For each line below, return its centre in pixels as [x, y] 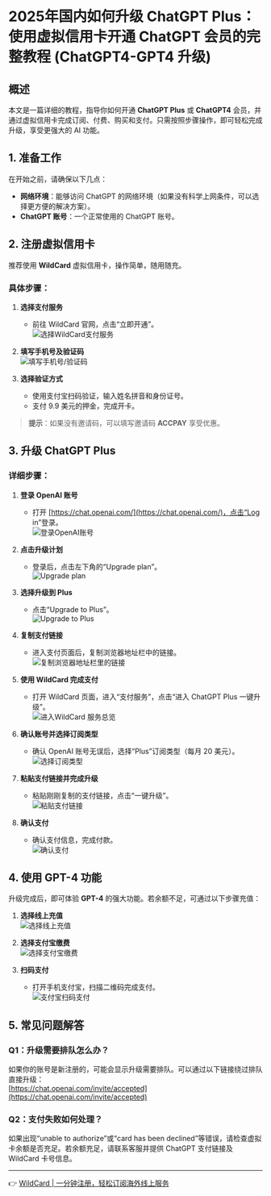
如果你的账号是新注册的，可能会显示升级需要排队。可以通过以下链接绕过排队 [135, 1069]
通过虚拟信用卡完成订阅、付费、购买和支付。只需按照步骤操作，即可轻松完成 [135, 120]
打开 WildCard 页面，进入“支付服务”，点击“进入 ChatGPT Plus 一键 [143, 696]
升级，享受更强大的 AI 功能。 [56, 130]
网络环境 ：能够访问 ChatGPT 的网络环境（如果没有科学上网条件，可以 [136, 196]
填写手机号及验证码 [52, 351]
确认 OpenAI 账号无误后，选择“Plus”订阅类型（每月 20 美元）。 [135, 751]
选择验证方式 [41, 378]
